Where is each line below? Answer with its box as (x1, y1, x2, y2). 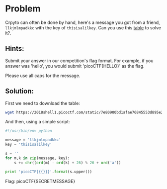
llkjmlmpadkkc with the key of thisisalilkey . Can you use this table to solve (5, 24, 162, 30)
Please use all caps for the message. (5, 73, 81, 79)
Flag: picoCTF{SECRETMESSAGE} (5, 178, 76, 184)
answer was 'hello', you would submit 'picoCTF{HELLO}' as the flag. (5, 63, 145, 69)
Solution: (5, 87, 34, 95)
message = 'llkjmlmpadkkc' (5, 137, 61, 142)
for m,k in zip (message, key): (5, 155, 70, 161)
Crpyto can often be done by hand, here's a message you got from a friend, (5, 19, 160, 25)
